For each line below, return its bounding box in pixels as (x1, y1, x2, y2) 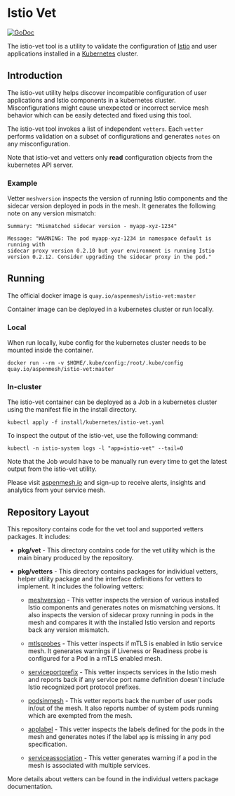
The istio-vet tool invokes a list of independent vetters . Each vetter (7, 125, 203, 133)
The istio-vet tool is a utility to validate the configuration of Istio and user (7, 42, 217, 50)
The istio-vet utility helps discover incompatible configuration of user (7, 88, 207, 96)
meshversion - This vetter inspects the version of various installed (27, 596, 220, 605)
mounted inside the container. (7, 346, 93, 355)
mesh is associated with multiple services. (27, 762, 151, 770)
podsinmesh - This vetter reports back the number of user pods (27, 697, 213, 705)
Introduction (7, 70, 63, 82)
